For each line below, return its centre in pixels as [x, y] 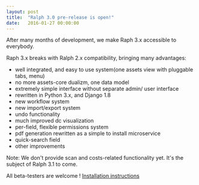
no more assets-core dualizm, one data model [72, 82]
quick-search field [38, 140]
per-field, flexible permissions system [62, 127]
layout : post [23, 12]
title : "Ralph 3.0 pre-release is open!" [60, 17]
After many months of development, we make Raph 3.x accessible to [91, 40]
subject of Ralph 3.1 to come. [42, 164]
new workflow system [42, 102]
